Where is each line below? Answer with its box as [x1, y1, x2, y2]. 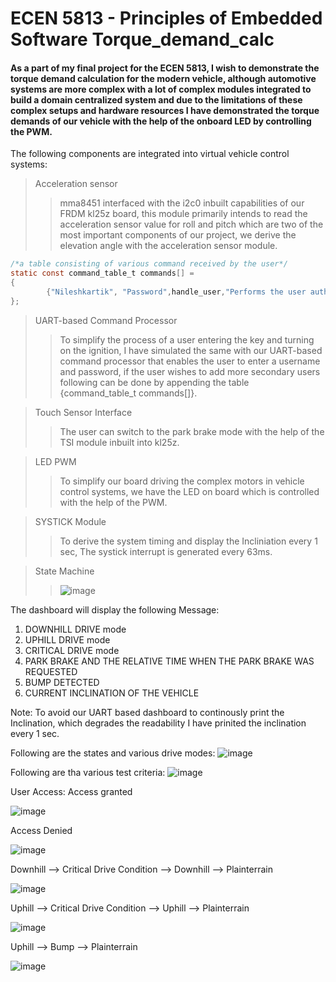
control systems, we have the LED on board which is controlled [59, 485, 320, 497]
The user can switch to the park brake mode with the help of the [59, 425, 325, 437]
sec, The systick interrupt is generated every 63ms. [59, 545, 273, 557]
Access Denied [10, 824, 73, 836]
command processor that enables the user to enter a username [59, 355, 321, 367]
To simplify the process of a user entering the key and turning [59, 333, 315, 346]
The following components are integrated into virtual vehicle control [10, 148, 290, 160]
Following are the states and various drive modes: [10, 747, 216, 759]
